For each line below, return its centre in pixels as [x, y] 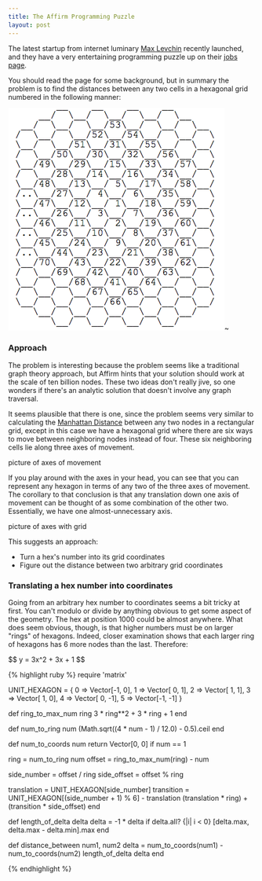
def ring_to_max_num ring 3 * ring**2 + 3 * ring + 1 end [98, 714]
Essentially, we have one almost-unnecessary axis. [90, 511]
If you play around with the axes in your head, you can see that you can [124, 477]
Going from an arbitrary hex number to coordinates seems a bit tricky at [124, 603]
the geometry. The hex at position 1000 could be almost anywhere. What [126, 619]
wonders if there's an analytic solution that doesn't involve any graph [120, 390]
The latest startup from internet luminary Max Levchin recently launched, [126, 48]
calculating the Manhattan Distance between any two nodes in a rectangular [131, 422]
